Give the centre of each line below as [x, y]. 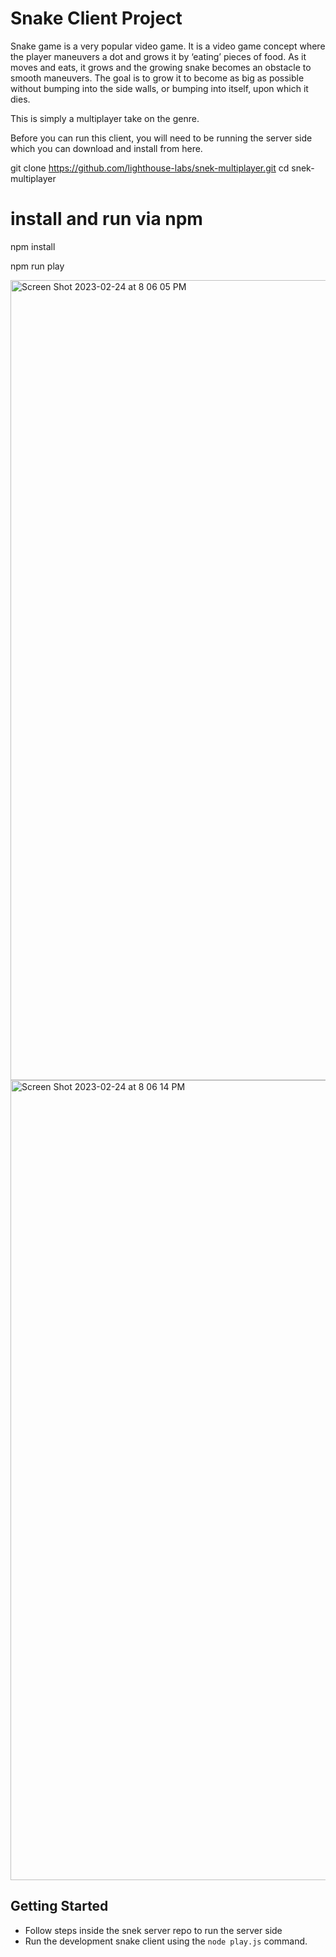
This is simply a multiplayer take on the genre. [105, 118]
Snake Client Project [96, 18]
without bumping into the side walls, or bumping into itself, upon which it [159, 88]
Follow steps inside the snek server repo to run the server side [153, 1930]
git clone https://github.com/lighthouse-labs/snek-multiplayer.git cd [150, 168]
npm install [33, 246]
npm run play [37, 266]
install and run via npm [106, 219]
